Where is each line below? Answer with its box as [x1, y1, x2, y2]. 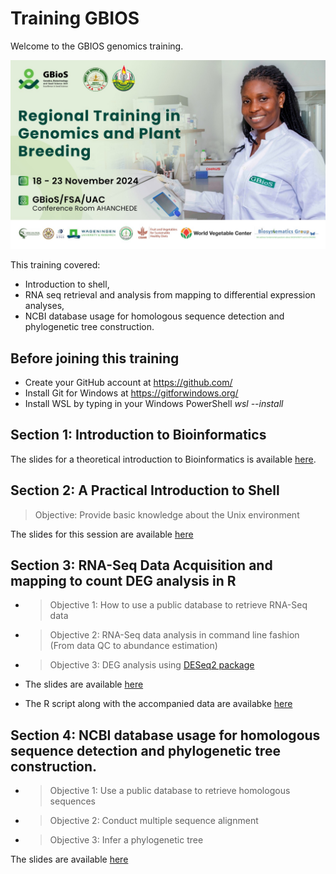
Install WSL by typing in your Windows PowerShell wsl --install [24, 397, 284, 409]
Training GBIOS [10, 7, 140, 30]
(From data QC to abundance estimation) [49, 640, 218, 652]
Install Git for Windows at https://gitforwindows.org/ [24, 387, 239, 399]
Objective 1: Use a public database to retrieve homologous [49, 785, 291, 797]
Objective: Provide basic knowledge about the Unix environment [34, 508, 300, 521]
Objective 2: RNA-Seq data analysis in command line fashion [49, 629, 300, 641]
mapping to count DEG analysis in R [10, 572, 237, 589]
